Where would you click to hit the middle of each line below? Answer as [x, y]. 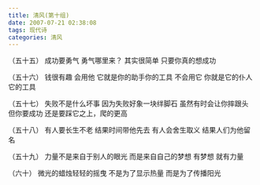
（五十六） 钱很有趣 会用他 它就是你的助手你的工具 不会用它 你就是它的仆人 [130, 77]
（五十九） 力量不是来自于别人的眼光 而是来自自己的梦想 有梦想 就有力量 [126, 157]
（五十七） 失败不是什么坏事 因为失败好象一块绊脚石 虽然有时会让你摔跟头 [128, 103]
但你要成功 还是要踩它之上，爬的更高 [68, 114]
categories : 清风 [35, 37]
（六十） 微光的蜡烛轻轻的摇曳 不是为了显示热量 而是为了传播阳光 [115, 173]
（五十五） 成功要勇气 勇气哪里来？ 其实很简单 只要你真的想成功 [112, 60]
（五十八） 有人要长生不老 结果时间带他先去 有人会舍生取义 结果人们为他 [126, 130]
